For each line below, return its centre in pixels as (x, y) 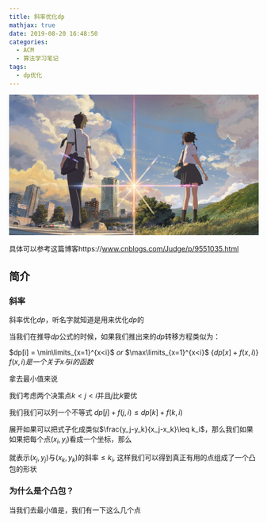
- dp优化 (29, 75)
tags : (18, 67)
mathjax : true (32, 25)
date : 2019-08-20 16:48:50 (53, 33)
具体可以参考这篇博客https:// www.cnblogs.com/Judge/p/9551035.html (124, 249)
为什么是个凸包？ (42, 491)
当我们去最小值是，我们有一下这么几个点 (75, 510)
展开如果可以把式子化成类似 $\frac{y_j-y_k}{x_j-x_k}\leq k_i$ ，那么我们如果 (131, 429)
